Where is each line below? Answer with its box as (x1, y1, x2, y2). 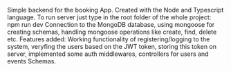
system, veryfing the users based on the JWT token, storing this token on (7, 43, 216, 50)
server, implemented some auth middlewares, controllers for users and (7, 50, 209, 58)
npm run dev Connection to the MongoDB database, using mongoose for (7, 21, 215, 28)
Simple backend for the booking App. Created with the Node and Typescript (7, 6, 224, 14)
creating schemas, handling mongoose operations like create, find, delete (7, 28, 217, 36)
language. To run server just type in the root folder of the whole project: (7, 13, 212, 21)
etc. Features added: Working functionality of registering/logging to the (7, 35, 210, 43)
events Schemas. (7, 57, 57, 65)
